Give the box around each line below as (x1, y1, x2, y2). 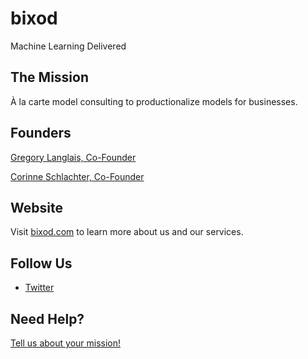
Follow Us (10, 255, 73, 272)
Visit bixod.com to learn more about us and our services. (10, 226, 244, 238)
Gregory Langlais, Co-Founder (10, 151, 137, 163)
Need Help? (10, 310, 85, 327)
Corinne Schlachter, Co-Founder (10, 170, 145, 182)
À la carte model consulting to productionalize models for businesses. (10, 95, 298, 107)
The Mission (10, 69, 89, 86)
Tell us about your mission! (10, 337, 122, 349)
